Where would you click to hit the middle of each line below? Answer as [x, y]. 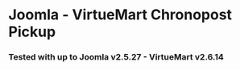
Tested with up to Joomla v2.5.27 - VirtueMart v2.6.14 [116, 57]
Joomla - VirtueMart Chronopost [120, 15]
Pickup [32, 32]
